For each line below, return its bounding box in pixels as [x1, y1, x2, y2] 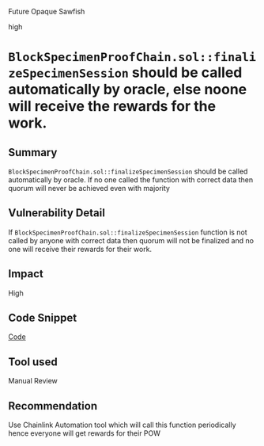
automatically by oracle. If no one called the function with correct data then [8, 175, 254, 185]
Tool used [8, 355, 58, 368]
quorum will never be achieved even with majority [8, 184, 170, 193]
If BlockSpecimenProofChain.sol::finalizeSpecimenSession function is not [8, 227, 247, 237]
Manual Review [8, 376, 58, 386]
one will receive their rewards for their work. [8, 244, 153, 253]
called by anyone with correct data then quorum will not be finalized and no [8, 235, 255, 245]
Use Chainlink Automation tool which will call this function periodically [8, 420, 236, 430]
